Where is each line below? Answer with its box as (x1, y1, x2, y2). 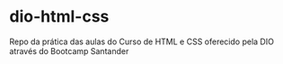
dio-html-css (9, 6, 110, 27)
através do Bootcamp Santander (9, 45, 129, 56)
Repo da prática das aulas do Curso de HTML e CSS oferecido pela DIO (9, 36, 274, 47)
